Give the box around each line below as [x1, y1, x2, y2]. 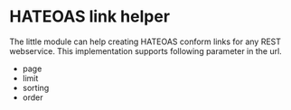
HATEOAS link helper [9, 6, 170, 27]
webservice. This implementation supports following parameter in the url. [9, 45, 282, 56]
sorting [22, 82, 50, 93]
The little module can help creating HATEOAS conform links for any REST [9, 36, 282, 47]
